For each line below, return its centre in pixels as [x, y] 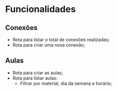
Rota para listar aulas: [35, 78]
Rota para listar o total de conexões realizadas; [61, 39]
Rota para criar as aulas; [38, 72]
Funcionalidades [41, 9]
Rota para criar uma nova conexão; [49, 45]
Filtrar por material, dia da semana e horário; [66, 83]
